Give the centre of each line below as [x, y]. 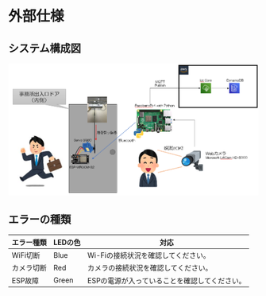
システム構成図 [45, 48]
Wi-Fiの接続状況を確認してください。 [148, 255]
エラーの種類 [40, 219]
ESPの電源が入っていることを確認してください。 [166, 280]
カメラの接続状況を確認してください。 [150, 268]
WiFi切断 [26, 255]
